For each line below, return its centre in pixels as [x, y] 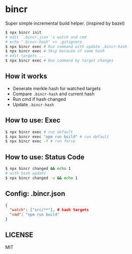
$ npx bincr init [23, 32]
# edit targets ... [26, 56]
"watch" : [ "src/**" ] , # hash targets [49, 210]
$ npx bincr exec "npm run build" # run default [57, 137]
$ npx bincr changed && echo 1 [38, 169]
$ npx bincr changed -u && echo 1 [42, 178]
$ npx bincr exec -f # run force [40, 141]
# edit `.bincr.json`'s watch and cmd [46, 37]
